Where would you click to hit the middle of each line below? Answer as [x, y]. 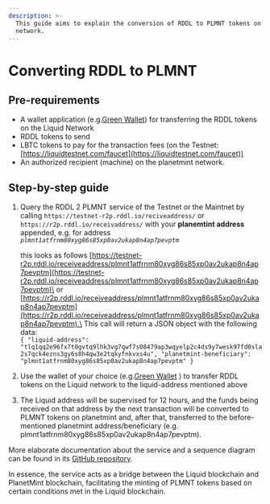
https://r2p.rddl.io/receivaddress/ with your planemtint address [132, 224]
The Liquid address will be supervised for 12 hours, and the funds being [139, 400]
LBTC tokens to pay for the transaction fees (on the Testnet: [119, 145]
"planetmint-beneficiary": [206, 354]
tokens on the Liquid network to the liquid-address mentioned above [134, 385]
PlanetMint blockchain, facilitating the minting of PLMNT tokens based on [130, 483]
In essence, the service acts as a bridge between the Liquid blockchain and [134, 474]
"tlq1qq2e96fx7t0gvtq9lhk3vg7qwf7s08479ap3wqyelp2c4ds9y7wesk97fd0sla [141, 347]
